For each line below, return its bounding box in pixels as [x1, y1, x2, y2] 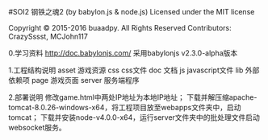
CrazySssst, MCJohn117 [8, 31, 89, 41]
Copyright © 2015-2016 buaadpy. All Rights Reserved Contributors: [8, 23, 232, 32]
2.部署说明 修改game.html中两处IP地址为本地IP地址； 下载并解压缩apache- [8, 93, 258, 102]
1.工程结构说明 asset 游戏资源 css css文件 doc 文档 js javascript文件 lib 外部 [8, 65, 260, 75]
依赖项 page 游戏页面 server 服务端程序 [8, 76, 140, 84]
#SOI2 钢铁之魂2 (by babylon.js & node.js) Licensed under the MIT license [8, 7, 255, 16]
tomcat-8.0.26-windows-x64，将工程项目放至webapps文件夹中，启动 [8, 103, 241, 112]
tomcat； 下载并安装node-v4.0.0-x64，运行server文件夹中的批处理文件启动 [8, 113, 261, 122]
